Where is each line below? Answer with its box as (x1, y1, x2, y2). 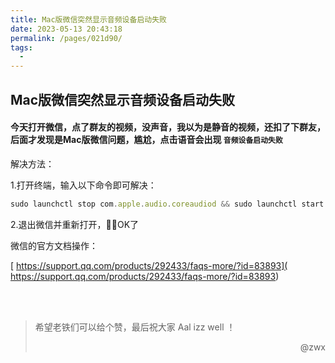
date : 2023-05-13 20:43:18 (10, 24, 123, 34)
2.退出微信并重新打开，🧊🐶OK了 (10, 218, 140, 230)
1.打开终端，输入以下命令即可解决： (10, 179, 157, 191)
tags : (10, 42, 33, 53)
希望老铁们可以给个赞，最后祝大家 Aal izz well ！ (34, 321, 236, 333)
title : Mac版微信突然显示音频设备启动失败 (10, 14, 167, 25)
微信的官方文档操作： (10, 239, 98, 251)
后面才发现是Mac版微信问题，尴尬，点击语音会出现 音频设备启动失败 (10, 134, 283, 146)
